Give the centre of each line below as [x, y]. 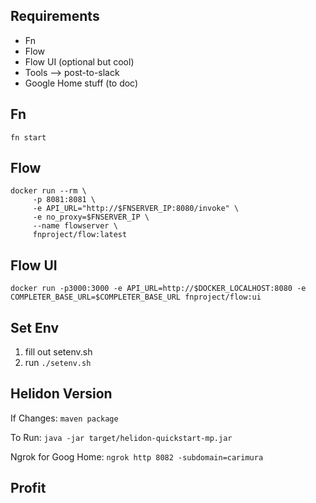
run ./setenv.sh [58, 363]
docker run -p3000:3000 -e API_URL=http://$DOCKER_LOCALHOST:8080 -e [158, 289]
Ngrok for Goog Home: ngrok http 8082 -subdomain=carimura [137, 456]
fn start [28, 137]
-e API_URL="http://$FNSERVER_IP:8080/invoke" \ [136, 209]
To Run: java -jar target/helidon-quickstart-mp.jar [121, 437]
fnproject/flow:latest [80, 235]
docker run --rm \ [48, 191]
